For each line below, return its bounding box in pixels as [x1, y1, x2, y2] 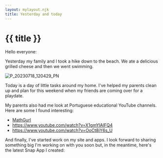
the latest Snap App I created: [5, 147, 65, 153]
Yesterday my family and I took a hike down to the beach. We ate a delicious [5, 58, 158, 64]
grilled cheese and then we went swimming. [5, 64, 94, 69]
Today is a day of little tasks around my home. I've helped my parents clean [5, 83, 157, 89]
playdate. [5, 93, 24, 99]
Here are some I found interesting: [5, 108, 74, 113]
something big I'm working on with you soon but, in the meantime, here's [5, 142, 152, 148]
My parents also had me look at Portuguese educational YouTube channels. [5, 102, 157, 108]
